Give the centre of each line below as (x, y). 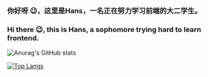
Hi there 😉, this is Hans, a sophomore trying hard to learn (104, 29)
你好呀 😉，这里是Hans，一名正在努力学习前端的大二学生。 (104, 10)
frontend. (23, 37)
